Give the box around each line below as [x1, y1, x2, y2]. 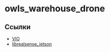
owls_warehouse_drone [4, 3, 105, 14]
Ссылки [4, 23, 31, 31]
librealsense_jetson [11, 41, 52, 47]
